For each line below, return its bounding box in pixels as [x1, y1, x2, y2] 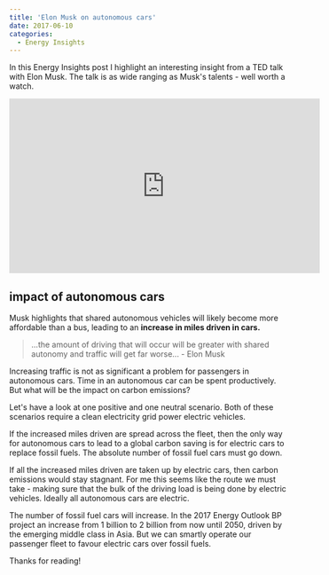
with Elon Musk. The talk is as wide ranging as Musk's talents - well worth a [9, 72, 286, 83]
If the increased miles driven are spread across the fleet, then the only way [9, 429, 283, 439]
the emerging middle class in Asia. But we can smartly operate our [9, 529, 252, 540]
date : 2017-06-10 [9, 21, 74, 30]
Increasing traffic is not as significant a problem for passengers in [9, 366, 250, 377]
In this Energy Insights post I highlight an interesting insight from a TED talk [9, 62, 284, 73]
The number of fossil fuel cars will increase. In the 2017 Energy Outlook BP [9, 510, 282, 521]
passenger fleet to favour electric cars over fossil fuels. [9, 539, 211, 549]
